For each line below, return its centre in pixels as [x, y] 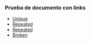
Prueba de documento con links [45, 8]
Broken [20, 35]
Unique [20, 19]
